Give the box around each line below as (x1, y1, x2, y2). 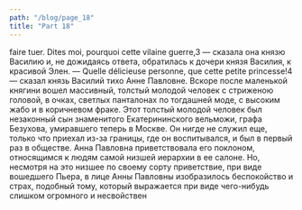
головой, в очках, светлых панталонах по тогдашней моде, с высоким (9, 94, 281, 105)
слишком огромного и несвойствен (9, 190, 147, 201)
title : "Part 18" (9, 22, 75, 31)
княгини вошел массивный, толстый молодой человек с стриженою (9, 85, 274, 96)
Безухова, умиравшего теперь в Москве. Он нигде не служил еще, (9, 123, 268, 133)
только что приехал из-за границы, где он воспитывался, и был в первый (9, 132, 293, 143)
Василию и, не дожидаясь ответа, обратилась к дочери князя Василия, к (9, 56, 291, 67)
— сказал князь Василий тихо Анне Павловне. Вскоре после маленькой (9, 75, 288, 86)
